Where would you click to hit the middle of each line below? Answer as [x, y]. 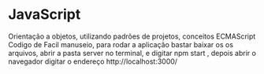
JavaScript [45, 15]
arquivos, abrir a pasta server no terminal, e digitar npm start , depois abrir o [132, 53]
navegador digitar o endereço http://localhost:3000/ [93, 61]
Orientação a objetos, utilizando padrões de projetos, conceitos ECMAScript [132, 36]
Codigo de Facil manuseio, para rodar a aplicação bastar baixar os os [121, 44]
